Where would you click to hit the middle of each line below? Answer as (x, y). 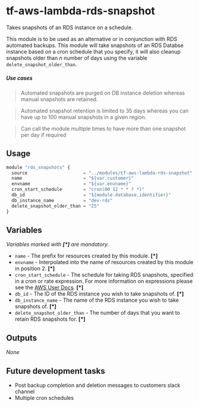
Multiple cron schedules (44, 398)
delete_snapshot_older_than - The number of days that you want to (97, 313)
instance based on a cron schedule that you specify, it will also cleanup (94, 51)
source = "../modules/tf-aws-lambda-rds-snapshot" (102, 173)
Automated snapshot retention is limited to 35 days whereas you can (105, 111)
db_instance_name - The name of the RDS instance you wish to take (97, 300)
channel (25, 392)
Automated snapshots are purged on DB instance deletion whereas (103, 93)
